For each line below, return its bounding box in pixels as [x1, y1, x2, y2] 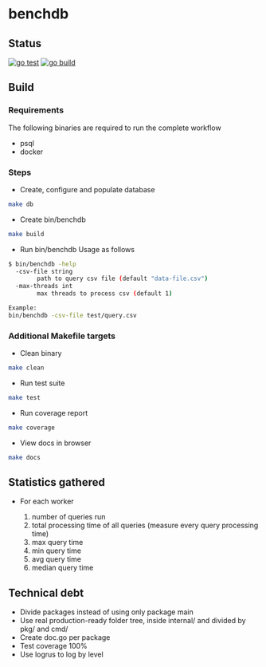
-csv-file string [15, 267, 73, 275]
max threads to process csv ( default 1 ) [37, 290, 173, 298]
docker [19, 147, 44, 156]
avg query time [31, 555, 82, 564]
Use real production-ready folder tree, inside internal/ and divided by [19, 616, 246, 626]
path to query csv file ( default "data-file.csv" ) [37, 274, 209, 283]
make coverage [8, 424, 56, 432]
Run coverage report [19, 408, 88, 417]
